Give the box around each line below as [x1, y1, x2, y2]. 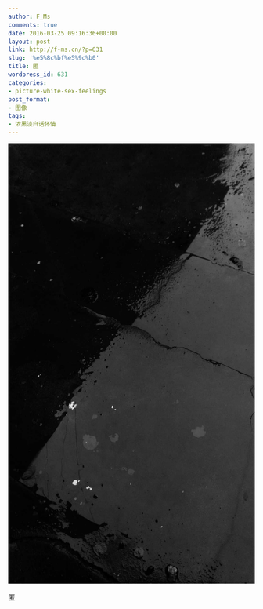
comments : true [8, 20, 58, 29]
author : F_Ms [8, 13, 51, 20]
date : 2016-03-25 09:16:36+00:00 [8, 29, 117, 37]
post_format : [8, 95, 51, 104]
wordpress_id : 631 [8, 71, 68, 78]
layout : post [8, 38, 51, 46]
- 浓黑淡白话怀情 [8, 120, 56, 129]
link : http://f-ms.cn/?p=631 [8, 46, 103, 54]
